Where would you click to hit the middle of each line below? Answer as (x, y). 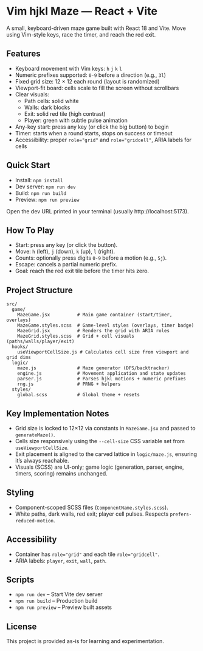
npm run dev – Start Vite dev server (59, 594)
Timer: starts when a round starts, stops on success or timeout (94, 133)
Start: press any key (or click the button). (66, 245)
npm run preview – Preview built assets (64, 607)
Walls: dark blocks (47, 107)
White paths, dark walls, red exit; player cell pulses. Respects (92, 514)
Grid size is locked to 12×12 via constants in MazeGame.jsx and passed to (105, 428)
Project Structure (40, 290)
